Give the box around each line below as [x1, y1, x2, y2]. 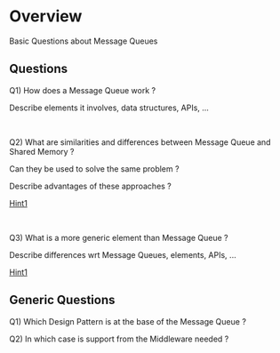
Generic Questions [9, 293, 116, 308]
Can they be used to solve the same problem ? [9, 163, 180, 174]
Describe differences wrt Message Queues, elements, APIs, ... [9, 249, 237, 260]
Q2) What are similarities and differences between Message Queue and [9, 136, 271, 148]
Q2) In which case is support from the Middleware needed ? [9, 333, 229, 344]
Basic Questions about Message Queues [9, 36, 158, 46]
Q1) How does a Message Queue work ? [9, 84, 156, 95]
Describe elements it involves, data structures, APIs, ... [9, 102, 209, 113]
